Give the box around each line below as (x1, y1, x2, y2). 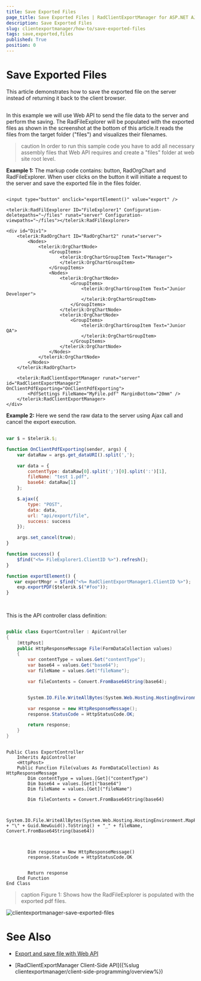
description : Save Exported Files (6, 20, 93, 26)
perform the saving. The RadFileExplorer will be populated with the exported (6, 118, 194, 125)
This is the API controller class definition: (6, 612, 107, 619)
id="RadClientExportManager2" (6, 381, 82, 387)
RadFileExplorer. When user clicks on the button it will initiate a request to (6, 174, 187, 181)
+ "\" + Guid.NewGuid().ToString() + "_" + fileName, (6, 823, 144, 829)
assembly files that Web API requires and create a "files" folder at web (20, 149, 194, 156)
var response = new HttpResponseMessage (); (28, 705, 138, 711)
